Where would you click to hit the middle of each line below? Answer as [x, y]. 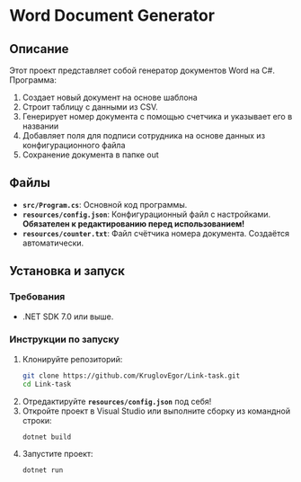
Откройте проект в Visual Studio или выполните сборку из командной [156, 411]
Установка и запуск [67, 271]
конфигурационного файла [74, 145]
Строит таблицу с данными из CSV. [90, 107]
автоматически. [53, 243]
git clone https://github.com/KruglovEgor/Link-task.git [131, 375]
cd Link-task [47, 384]
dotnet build [47, 437]
